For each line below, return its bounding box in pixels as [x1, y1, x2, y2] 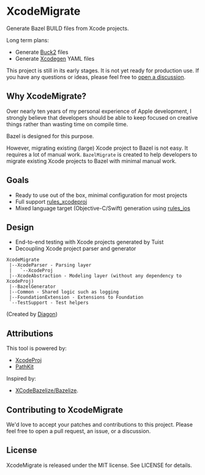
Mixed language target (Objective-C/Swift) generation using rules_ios [15, 204, 191, 212]
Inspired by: [6, 375, 37, 382]
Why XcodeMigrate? [6, 91, 87, 102]
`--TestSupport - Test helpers [9, 299, 89, 306]
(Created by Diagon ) [6, 311, 58, 318]
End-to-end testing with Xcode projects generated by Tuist [15, 238, 164, 246]
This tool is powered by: [6, 345, 67, 352]
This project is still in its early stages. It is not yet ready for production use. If [6, 66, 199, 74]
